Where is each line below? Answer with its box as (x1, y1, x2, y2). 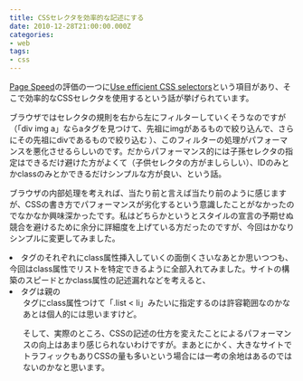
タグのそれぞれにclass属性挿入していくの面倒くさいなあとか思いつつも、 (21, 252, 294, 262)
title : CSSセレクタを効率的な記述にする (9, 13, 145, 23)
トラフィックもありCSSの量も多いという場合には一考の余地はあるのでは (22, 350, 292, 361)
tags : (9, 47, 30, 56)
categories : (9, 30, 54, 39)
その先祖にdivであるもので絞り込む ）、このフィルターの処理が (16, 135, 249, 145)
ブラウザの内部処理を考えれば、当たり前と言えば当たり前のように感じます (9, 187, 287, 198)
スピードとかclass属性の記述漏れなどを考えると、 (24, 275, 211, 285)
